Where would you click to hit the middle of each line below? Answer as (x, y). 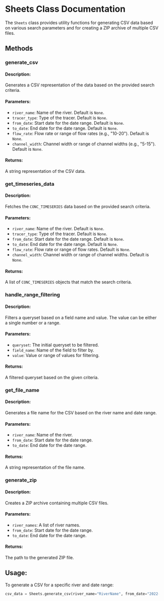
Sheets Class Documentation (65, 9)
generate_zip (21, 480)
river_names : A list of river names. (46, 525)
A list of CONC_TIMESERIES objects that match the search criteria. (69, 282)
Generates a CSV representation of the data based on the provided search (80, 85)
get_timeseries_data (30, 184)
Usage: (16, 573)
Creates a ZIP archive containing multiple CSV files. (57, 503)
